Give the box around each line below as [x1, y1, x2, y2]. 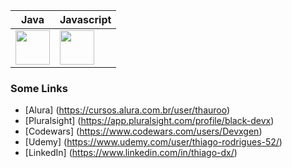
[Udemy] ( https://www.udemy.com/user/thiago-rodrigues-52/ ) [24, 136, 283, 148]
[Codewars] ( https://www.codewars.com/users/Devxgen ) [24, 125, 263, 138]
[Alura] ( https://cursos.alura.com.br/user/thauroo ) [24, 104, 231, 116]
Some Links [10, 81, 68, 95]
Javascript [59, 13, 112, 26]
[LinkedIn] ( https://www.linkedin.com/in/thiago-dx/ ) [24, 147, 238, 159]
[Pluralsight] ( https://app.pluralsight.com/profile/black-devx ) [24, 115, 275, 127]
